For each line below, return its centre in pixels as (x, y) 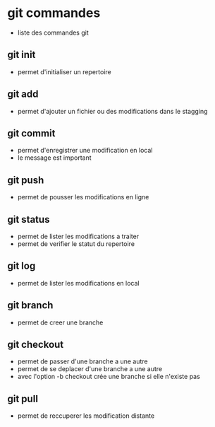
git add (23, 94)
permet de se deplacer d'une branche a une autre (90, 369)
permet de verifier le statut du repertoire (76, 244)
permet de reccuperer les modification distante (86, 416)
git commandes (54, 13)
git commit (31, 133)
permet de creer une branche (60, 322)
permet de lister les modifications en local (78, 283)
